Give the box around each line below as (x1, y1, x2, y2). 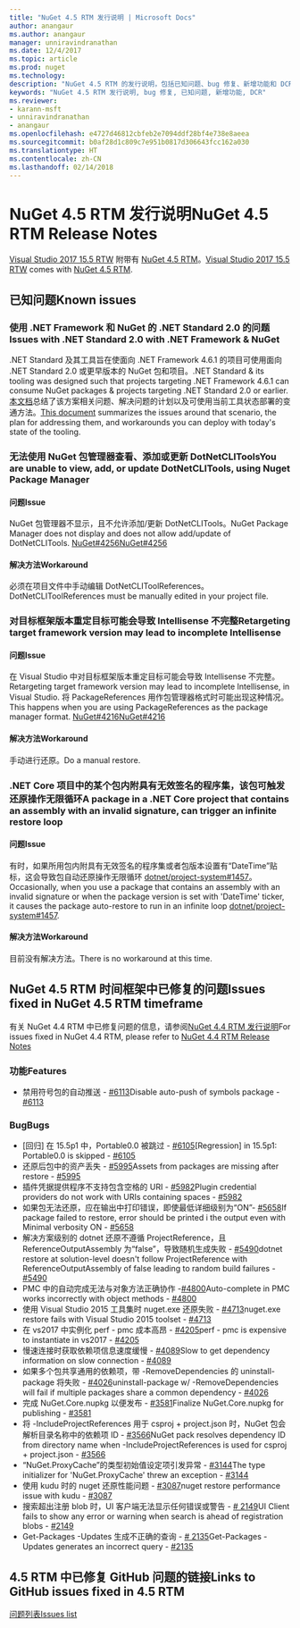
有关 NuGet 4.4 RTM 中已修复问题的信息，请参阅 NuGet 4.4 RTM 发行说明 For (9, 1020, 291, 1032)
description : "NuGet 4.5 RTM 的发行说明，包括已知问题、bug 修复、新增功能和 (9, 80, 277, 88)
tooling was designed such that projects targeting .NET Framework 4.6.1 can (9, 376, 290, 386)
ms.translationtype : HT (9, 146, 98, 155)
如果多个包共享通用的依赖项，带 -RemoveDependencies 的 (21, 1366, 239, 1377)
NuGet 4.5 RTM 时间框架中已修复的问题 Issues (9, 982, 266, 997)
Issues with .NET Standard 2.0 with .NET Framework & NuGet (9, 332, 280, 345)
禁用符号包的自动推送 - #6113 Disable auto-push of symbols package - (21, 1087, 280, 1097)
